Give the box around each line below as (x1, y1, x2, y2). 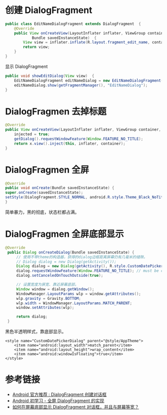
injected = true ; (14, 132, 50, 137)
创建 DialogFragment (5, 4, 92, 16)
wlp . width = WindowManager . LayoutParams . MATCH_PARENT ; (16, 300, 133, 306)
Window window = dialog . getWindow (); (16, 286, 94, 292)
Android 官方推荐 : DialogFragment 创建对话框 (12, 391, 107, 397)
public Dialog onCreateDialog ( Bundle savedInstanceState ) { (7, 250, 135, 255)
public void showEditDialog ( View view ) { (5, 73, 94, 78)
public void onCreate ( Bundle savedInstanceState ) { (5, 186, 114, 191)
